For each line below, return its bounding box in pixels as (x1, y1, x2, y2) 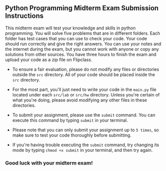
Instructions (5, 12, 44, 20)
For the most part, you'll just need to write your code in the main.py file (12, 86, 157, 92)
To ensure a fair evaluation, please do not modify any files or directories (12, 66, 160, 72)
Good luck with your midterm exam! (5, 159, 93, 166)
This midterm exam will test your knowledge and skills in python (5, 25, 136, 31)
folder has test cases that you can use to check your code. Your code (5, 35, 147, 41)
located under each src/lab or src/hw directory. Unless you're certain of (12, 91, 160, 97)
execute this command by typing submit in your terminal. (12, 117, 128, 123)
